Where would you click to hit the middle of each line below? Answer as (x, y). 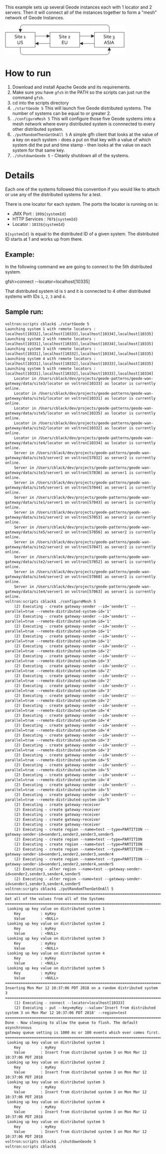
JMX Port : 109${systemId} (39, 214)
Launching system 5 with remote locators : (51, 369)
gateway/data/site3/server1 (34, 473)
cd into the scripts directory (41, 103)
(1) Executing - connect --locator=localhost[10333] (69, 1003)
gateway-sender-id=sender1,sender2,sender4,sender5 (59, 864)
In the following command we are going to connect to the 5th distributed (79, 267)
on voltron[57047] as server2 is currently (110, 547)
